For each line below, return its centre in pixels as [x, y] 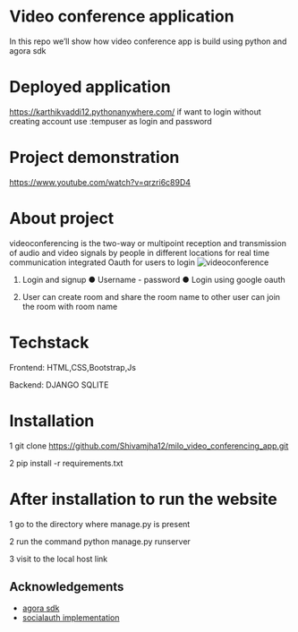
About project [62, 218]
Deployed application [90, 87]
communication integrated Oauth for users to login [102, 262]
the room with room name [70, 306]
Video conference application [122, 17]
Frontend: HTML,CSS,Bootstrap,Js [73, 367]
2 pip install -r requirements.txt [66, 463]
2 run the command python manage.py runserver [100, 541]
